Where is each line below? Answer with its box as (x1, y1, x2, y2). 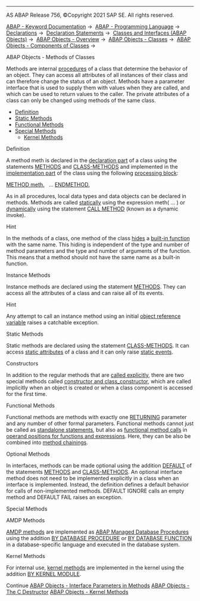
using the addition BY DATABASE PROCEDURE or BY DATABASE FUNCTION (6, 535, 192, 541)
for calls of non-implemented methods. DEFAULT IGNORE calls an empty (6, 487, 185, 494)
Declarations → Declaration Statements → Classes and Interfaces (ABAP (6, 29, 187, 36)
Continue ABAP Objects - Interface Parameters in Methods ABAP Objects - (6, 582, 190, 589)
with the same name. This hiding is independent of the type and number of (6, 241, 189, 248)
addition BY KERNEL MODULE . (6, 571, 82, 577)
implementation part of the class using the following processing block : (6, 169, 179, 176)
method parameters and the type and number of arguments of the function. (6, 247, 192, 254)
